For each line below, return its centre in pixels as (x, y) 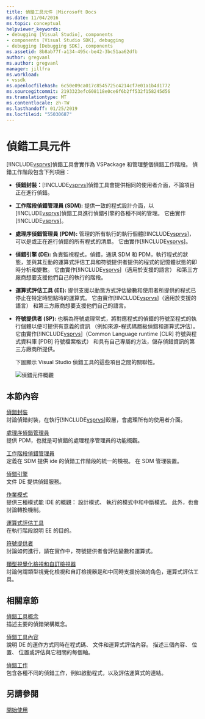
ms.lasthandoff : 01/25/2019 (42, 108)
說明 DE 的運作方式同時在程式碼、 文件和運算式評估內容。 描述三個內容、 (99, 644)
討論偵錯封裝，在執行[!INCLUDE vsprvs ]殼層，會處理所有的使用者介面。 (96, 420)
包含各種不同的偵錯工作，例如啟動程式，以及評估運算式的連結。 (86, 673)
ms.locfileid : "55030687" (39, 114)
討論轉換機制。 (25, 510)
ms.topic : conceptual (34, 23)
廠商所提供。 (42, 349)
